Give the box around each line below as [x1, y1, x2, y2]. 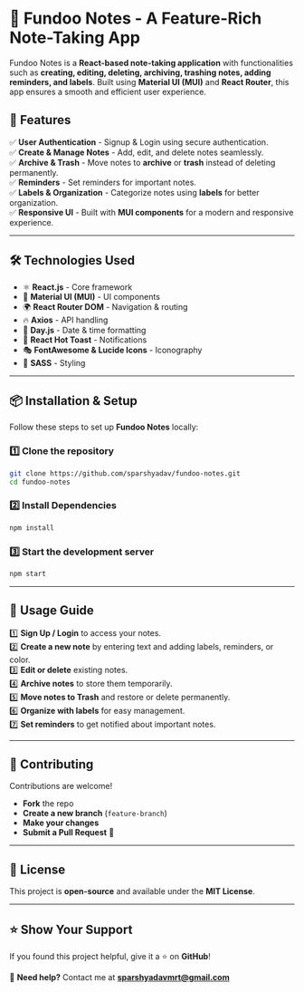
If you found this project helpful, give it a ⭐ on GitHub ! [9, 951, 211, 962]
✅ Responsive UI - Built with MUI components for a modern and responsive [9, 207, 294, 217]
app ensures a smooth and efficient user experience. [9, 86, 206, 97]
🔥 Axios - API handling [22, 314, 109, 325]
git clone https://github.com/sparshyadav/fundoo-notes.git [9, 468, 242, 478]
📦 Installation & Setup [9, 393, 138, 409]
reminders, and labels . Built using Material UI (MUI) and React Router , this [9, 76, 290, 87]
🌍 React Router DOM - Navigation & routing [22, 301, 188, 312]
